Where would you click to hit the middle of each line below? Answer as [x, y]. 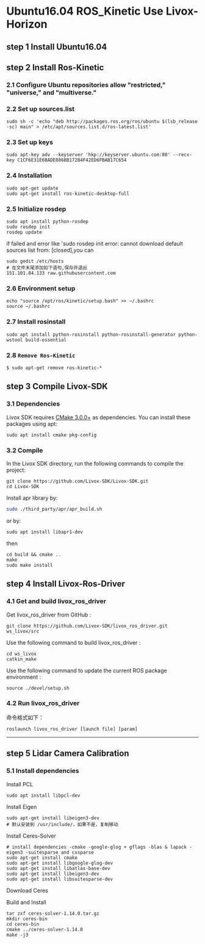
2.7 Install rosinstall [36, 322]
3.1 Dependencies [33, 404]
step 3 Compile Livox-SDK [57, 386]
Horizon [27, 24]
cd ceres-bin [23, 924]
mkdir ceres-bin [27, 919]
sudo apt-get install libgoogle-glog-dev [60, 863]
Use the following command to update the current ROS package [87, 670]
